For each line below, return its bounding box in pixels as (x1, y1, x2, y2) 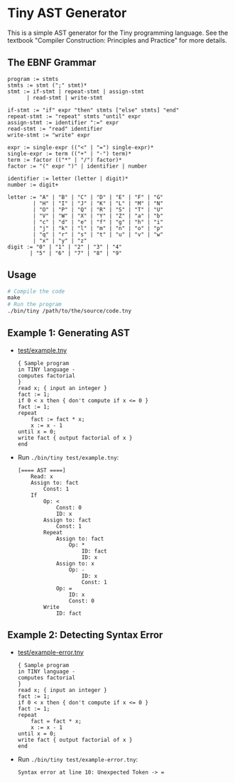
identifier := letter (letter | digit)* (7, 175, 129, 182)
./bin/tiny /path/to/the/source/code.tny (7, 308, 132, 315)
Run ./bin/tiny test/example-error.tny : (17, 755, 138, 763)
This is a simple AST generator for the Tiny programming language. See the (7, 28, 229, 37)
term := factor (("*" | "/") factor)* (7, 156, 122, 163)
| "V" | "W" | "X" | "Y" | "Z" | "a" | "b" (33, 212, 163, 220)
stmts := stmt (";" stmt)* (7, 82, 87, 89)
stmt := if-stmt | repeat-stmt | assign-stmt (7, 87, 144, 95)
